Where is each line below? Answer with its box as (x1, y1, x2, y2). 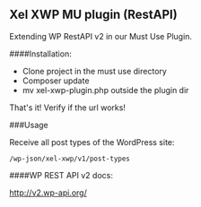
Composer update (22, 75, 90, 86)
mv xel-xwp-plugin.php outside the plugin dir (22, 84, 189, 95)
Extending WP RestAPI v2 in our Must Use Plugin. (9, 30, 193, 41)
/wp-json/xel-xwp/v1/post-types (9, 154, 130, 163)
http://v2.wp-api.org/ (9, 187, 87, 198)
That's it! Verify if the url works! (9, 102, 126, 113)
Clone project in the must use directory (22, 65, 168, 76)
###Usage (9, 119, 49, 130)
